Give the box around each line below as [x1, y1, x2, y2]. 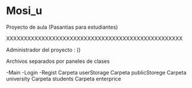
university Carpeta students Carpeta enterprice [6, 75, 122, 82]
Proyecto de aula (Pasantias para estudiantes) [6, 23, 118, 31]
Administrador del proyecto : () [6, 46, 81, 53]
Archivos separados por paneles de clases [6, 57, 110, 65]
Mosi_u [6, 4, 43, 18]
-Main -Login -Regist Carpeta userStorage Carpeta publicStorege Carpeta [6, 69, 187, 76]
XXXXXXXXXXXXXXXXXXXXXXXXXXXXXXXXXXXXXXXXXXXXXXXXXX [6, 35, 183, 42]
